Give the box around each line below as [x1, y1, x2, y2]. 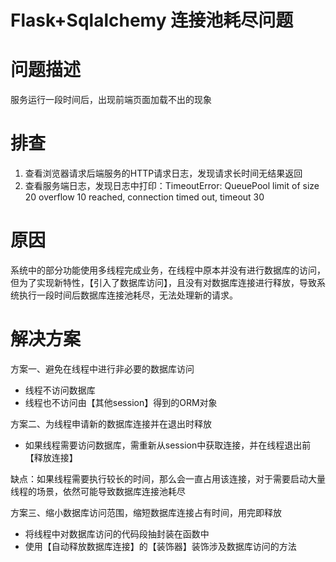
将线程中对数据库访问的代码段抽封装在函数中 [24, 527, 210, 540]
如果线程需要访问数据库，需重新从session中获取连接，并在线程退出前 [24, 439, 312, 451]
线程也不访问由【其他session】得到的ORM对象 [24, 396, 218, 408]
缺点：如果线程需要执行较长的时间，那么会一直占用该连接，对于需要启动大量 [10, 472, 326, 485]
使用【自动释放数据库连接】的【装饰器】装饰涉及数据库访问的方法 [24, 540, 297, 552]
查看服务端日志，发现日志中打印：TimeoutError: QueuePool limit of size [24, 180, 320, 192]
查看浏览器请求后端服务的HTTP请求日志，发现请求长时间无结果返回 [24, 167, 303, 180]
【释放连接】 [24, 451, 78, 463]
